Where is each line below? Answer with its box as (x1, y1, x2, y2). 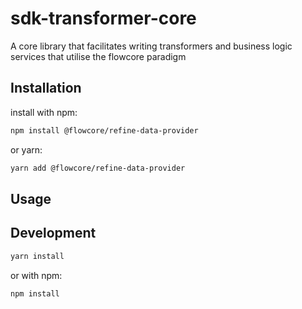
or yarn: (10, 143, 43, 156)
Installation (10, 80, 82, 97)
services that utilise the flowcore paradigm (10, 50, 187, 62)
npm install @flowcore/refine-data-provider (10, 125, 199, 136)
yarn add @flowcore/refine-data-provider (10, 163, 186, 173)
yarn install (10, 251, 65, 261)
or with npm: (10, 269, 63, 281)
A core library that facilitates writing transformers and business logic (10, 40, 293, 52)
